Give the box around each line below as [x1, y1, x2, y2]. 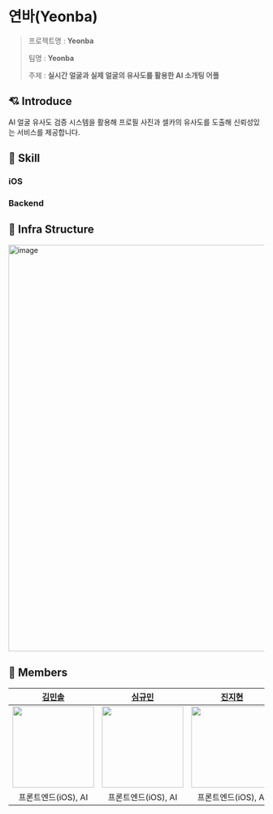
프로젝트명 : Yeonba [28, 36, 94, 46]
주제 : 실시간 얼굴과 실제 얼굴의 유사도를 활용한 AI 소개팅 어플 [28, 70, 219, 80]
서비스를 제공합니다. [16, 127, 80, 137]
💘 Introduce [8, 94, 72, 108]
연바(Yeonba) [8, 7, 98, 26]
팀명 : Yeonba [28, 53, 75, 63]
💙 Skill [8, 151, 41, 165]
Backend [8, 197, 45, 208]
